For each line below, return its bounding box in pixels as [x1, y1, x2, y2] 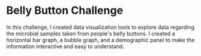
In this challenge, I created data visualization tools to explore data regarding [6, 23, 195, 31]
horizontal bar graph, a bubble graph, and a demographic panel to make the [6, 36, 195, 43]
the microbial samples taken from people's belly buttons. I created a [6, 30, 175, 37]
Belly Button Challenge [6, 4, 124, 17]
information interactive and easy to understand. [6, 43, 125, 50]
